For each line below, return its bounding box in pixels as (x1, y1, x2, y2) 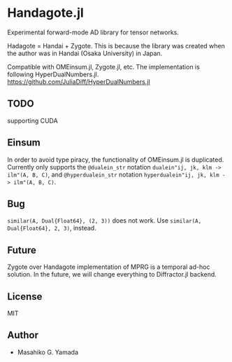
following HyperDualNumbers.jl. (7, 70, 99, 78)
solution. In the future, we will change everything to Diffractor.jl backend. (7, 270, 217, 279)
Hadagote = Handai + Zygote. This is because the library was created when (7, 41, 225, 50)
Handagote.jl (7, 5, 84, 21)
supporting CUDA (7, 116, 58, 125)
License (7, 291, 43, 302)
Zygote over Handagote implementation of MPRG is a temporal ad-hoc (7, 263, 210, 271)
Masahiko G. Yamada (17, 348, 79, 356)
